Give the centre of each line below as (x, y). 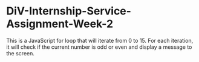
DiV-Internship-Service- (69, 11)
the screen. (21, 53)
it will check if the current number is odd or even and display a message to (99, 47)
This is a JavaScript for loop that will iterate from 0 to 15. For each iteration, (100, 40)
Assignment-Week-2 (60, 24)
